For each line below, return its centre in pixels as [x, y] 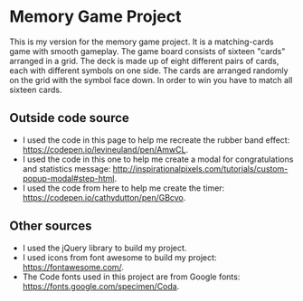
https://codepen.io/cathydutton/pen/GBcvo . [104, 197]
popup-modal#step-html [68, 178]
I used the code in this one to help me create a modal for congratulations [158, 159]
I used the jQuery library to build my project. [104, 248]
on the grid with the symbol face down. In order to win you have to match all [151, 80]
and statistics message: [66, 168]
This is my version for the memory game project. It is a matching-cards [142, 42]
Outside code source [69, 118]
